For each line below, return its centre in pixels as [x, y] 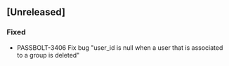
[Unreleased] [36, 12]
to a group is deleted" [48, 55]
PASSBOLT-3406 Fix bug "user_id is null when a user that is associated [120, 47]
